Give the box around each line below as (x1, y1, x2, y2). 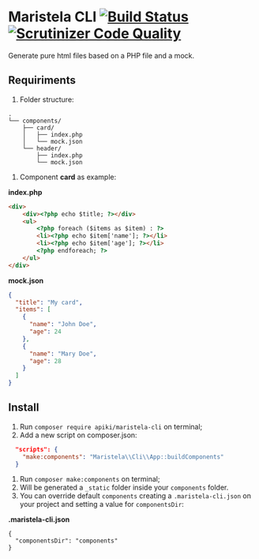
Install (8, 401, 39, 415)
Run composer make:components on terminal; (19, 475, 160, 484)
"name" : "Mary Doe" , (28, 350, 97, 358)
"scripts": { (15, 445, 58, 453)
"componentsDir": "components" (15, 537, 118, 545)
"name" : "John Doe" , (28, 321, 97, 328)
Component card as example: (19, 172, 117, 182)
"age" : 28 (28, 357, 62, 365)
